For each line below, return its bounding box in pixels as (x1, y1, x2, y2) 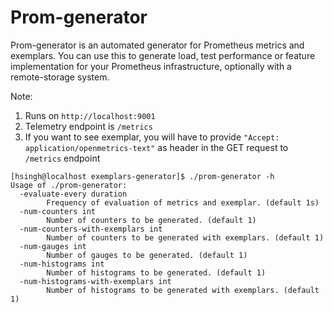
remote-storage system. (10, 71, 110, 83)
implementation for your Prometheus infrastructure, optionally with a (10, 60, 292, 72)
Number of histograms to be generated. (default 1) (46, 267, 267, 278)
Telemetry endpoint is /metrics (24, 120, 153, 132)
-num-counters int (19, 206, 97, 216)
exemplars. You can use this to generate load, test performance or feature (10, 49, 316, 61)
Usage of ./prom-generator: (10, 180, 128, 190)
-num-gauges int (19, 241, 87, 251)
